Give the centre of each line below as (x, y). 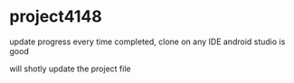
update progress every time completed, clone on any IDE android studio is (147, 41)
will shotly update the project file (70, 69)
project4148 (56, 17)
